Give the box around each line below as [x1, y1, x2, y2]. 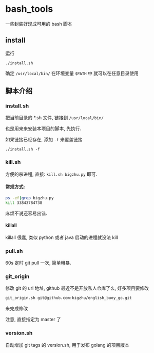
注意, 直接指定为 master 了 [5, 317, 62, 323]
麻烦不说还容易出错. [5, 210, 48, 216]
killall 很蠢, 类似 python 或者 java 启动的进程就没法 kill [5, 234, 118, 240]
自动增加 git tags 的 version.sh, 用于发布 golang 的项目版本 [5, 342, 129, 348]
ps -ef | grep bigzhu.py [5, 195, 54, 200]
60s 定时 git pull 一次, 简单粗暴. [5, 260, 71, 266]
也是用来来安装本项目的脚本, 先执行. [5, 125, 82, 132]
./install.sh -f [5, 147, 40, 152]
